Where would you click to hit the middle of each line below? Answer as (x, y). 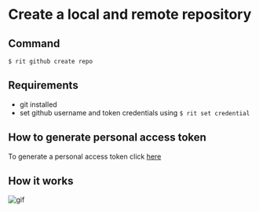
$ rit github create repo (50, 61)
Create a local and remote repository (130, 15)
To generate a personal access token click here (85, 156)
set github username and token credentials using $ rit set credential (135, 112)
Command (34, 44)
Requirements (43, 85)
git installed (38, 104)
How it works (41, 181)
